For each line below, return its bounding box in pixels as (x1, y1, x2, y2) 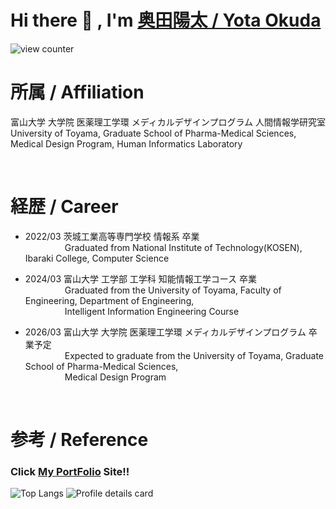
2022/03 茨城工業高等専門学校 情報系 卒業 (24, 230, 200, 242)
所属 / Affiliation (10, 81, 145, 104)
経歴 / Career (10, 196, 119, 218)
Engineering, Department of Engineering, (24, 294, 195, 306)
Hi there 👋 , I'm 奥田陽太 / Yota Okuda (10, 9, 322, 32)
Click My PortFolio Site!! (10, 464, 130, 478)
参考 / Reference (10, 429, 149, 451)
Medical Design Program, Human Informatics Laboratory (10, 137, 243, 150)
